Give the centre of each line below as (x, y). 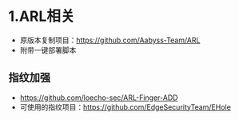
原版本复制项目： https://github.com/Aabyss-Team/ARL (110, 40)
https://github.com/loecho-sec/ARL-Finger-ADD (99, 98)
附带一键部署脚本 (48, 50)
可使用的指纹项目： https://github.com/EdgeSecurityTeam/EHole (125, 107)
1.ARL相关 (42, 16)
